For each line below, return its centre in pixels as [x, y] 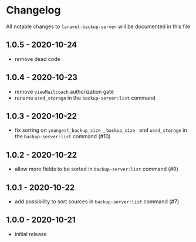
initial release [31, 234]
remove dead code [37, 59]
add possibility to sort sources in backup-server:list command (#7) [97, 202]
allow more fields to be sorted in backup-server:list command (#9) [97, 169]
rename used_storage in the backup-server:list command [85, 98]
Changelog [33, 10]
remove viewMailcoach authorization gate [64, 91]
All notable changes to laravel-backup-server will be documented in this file [98, 26]
